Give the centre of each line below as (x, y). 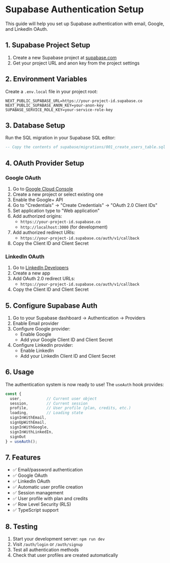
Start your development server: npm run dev (59, 539)
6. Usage (20, 372)
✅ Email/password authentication (48, 470)
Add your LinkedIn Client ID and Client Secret (68, 356)
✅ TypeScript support (35, 510)
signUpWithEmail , (28, 423)
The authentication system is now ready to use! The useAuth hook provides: (85, 384)
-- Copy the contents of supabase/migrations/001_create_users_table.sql (86, 147)
